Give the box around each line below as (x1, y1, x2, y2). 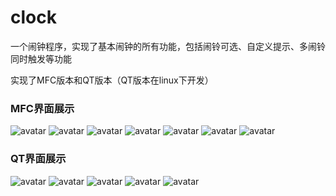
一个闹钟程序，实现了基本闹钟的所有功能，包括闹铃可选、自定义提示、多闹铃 (10, 40, 326, 52)
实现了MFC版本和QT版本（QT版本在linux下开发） (10, 74, 214, 86)
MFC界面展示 (10, 101, 75, 115)
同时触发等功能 (10, 52, 72, 65)
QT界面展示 (10, 152, 67, 166)
